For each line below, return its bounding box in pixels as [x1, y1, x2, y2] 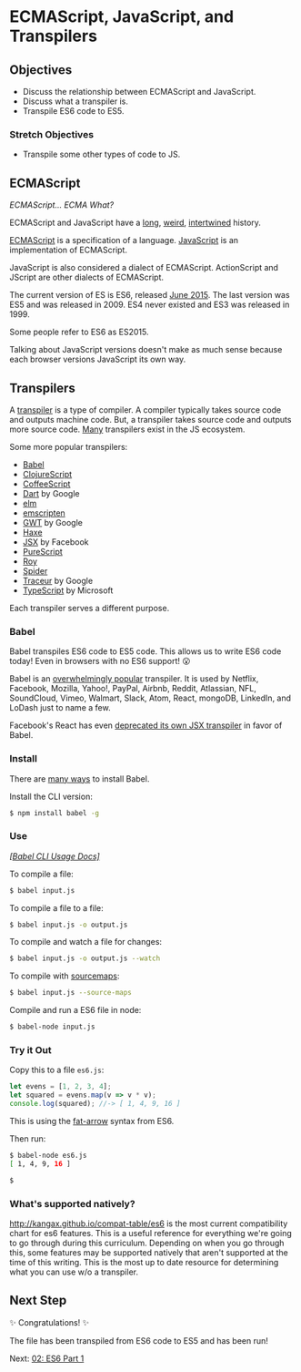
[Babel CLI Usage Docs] [9, 850, 100, 862]
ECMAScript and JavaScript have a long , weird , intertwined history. [9, 217, 262, 229]
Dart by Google [22, 487, 80, 498]
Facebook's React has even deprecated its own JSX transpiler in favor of [9, 720, 283, 731]
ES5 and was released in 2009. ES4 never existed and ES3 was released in [9, 299, 290, 311]
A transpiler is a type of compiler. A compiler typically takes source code [9, 404, 282, 415]
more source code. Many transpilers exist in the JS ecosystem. [9, 424, 246, 435]
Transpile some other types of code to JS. [22, 148, 181, 160]
